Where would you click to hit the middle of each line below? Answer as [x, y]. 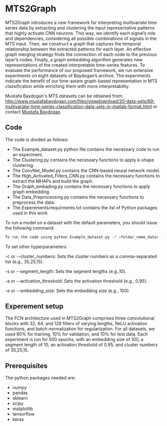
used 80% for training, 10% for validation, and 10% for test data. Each [77, 334]
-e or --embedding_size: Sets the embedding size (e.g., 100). [68, 291]
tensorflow [23, 414]
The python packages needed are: [41, 378]
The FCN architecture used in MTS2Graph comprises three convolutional [80, 318]
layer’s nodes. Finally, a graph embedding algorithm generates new [74, 59]
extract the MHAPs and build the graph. [53, 181]
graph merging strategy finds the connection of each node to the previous [81, 54]
